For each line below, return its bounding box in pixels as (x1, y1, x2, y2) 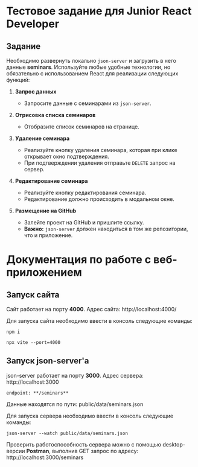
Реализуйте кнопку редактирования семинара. (24, 189, 147, 196)
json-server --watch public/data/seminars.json (6, 430, 129, 436)
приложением (6, 265, 83, 279)
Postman (26, 447, 49, 454)
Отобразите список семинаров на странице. (24, 123, 140, 130)
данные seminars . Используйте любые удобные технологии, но (6, 63, 171, 71)
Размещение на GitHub (14, 207, 77, 214)
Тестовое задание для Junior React (6, 4, 192, 18)
